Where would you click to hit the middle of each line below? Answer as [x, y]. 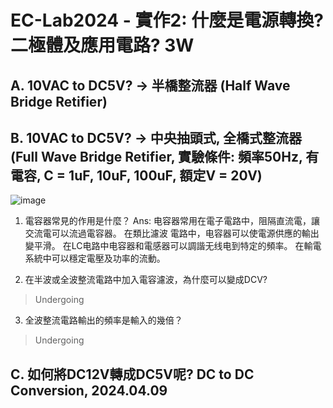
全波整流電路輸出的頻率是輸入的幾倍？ [103, 320]
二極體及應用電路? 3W [102, 45]
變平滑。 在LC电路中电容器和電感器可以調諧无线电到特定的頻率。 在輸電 [173, 246]
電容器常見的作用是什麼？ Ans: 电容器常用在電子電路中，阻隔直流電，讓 [172, 221]
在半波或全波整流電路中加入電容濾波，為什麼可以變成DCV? [146, 280]
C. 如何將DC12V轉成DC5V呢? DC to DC [132, 374]
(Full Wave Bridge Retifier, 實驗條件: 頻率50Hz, [156, 156]
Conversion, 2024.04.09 [89, 390]
